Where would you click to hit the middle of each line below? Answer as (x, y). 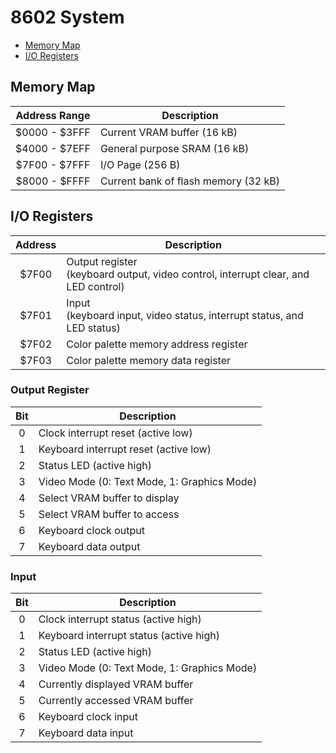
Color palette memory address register (157, 344)
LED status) (93, 328)
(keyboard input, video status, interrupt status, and (185, 315)
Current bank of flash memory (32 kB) (189, 181)
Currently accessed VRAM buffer (116, 701)
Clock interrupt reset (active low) (115, 433)
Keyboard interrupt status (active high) (129, 636)
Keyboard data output (89, 546)
